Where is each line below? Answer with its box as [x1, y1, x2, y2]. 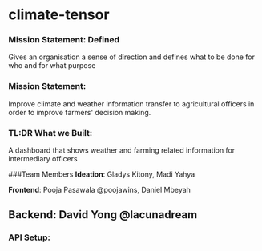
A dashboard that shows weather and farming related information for [8, 145, 236, 155]
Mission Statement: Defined [8, 34, 120, 46]
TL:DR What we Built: [8, 127, 93, 138]
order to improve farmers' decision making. [8, 107, 151, 117]
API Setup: [8, 232, 50, 243]
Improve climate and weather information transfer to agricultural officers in [8, 98, 255, 109]
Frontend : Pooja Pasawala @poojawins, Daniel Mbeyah [8, 185, 191, 195]
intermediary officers [8, 154, 78, 164]
